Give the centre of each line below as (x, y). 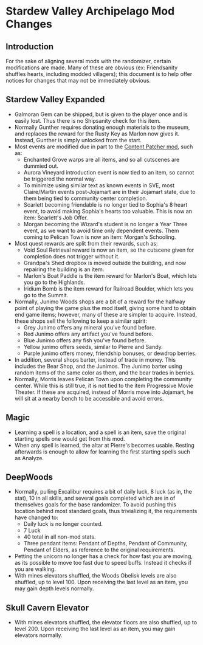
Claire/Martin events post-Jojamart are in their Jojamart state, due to (109, 191)
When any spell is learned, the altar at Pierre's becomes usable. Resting (105, 445)
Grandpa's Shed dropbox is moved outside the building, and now (105, 263)
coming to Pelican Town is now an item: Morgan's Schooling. (100, 237)
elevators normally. (38, 635)
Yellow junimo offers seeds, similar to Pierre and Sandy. (93, 347)
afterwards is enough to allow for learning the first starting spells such (102, 452)
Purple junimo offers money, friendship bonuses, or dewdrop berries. (110, 353)
